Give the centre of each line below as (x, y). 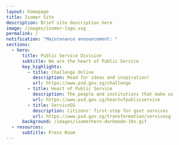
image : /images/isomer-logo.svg (46, 28)
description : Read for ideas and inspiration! (91, 78)
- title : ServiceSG (52, 105)
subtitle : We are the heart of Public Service (80, 61)
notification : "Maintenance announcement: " (62, 39)
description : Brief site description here (59, 22)
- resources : (28, 127)
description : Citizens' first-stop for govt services (100, 111)
